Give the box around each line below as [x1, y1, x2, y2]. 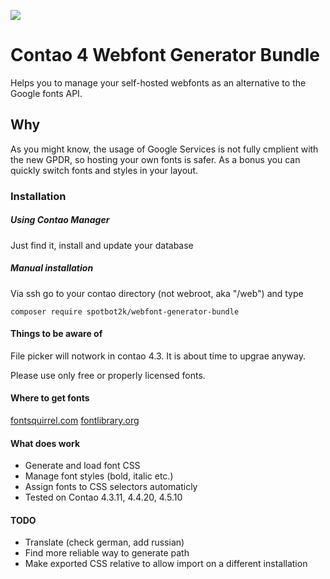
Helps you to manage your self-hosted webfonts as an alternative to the [10, 76, 307, 89]
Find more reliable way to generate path [24, 547, 190, 559]
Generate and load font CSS [24, 460, 141, 472]
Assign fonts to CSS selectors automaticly [24, 481, 198, 493]
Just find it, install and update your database [10, 239, 194, 251]
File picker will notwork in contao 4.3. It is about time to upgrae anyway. [10, 350, 307, 362]
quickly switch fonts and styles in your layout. [10, 164, 198, 176]
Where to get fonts [10, 392, 90, 404]
